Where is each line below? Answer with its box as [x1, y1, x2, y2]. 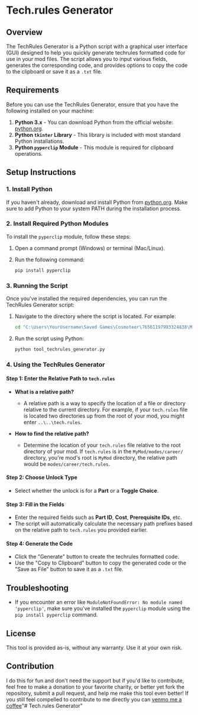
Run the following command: [14, 256, 85, 263]
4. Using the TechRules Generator [6, 360, 105, 368]
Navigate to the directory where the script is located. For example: [14, 312, 176, 320]
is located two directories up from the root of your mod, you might [23, 412, 185, 419]
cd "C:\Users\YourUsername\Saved [14, 324, 98, 330]
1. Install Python [6, 185, 53, 193]
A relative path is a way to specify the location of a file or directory [23, 399, 186, 406]
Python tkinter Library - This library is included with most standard [14, 131, 181, 138]
